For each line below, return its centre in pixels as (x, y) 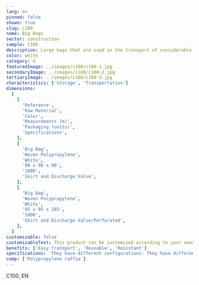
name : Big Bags (25, 34)
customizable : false (32, 237)
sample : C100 (22, 45)
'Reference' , (38, 105)
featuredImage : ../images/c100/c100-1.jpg (59, 67)
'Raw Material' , (42, 111)
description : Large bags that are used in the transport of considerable (99, 50)
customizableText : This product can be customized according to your (94, 242)
